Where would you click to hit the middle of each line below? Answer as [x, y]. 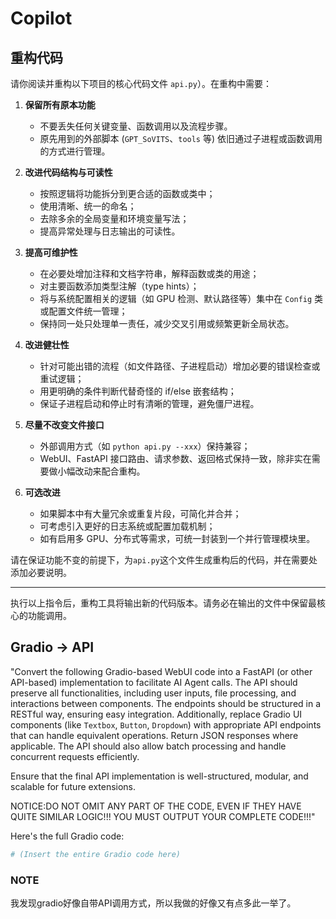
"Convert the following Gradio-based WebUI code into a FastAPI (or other [161, 671]
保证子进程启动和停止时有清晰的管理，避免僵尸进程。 [149, 403]
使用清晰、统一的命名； [88, 206]
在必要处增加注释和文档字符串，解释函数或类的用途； [149, 273]
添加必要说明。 [41, 572]
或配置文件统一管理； [83, 311]
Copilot [41, 18]
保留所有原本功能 [60, 105]
